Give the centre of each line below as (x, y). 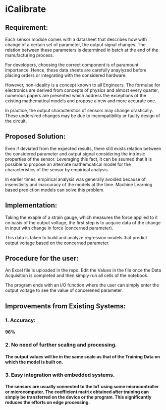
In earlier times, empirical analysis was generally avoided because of (76, 179)
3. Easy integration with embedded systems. (60, 375)
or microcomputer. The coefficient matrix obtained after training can (77, 392)
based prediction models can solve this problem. (55, 190)
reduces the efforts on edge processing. (48, 403)
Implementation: (31, 205)
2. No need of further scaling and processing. (61, 345)
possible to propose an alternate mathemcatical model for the (68, 164)
